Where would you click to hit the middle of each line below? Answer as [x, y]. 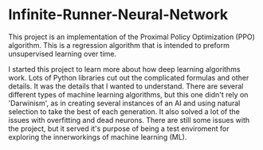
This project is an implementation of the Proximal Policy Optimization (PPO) [131, 37]
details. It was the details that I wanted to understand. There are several [126, 86]
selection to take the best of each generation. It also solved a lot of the [124, 111]
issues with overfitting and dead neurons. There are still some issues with [129, 120]
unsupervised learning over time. [63, 53]
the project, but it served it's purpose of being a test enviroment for [119, 128]
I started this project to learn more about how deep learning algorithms [124, 69]
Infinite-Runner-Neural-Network [118, 15]
